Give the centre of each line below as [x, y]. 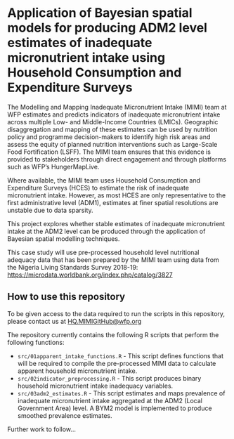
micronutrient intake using [86, 58]
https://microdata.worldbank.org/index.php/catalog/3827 [90, 275]
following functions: [36, 342]
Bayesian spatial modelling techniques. [64, 238]
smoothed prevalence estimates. [65, 415]
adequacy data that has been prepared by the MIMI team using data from [113, 260]
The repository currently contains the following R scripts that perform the [113, 334]
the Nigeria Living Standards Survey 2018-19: [73, 267]
